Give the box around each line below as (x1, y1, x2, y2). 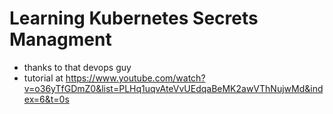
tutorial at (23, 72, 64, 84)
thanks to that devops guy (23, 61, 132, 73)
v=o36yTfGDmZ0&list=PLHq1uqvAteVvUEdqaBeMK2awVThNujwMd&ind (23, 82, 324, 94)
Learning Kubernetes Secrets (9, 7, 259, 30)
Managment (9, 28, 112, 51)
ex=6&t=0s (23, 93, 70, 105)
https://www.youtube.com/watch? (65, 72, 206, 84)
